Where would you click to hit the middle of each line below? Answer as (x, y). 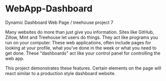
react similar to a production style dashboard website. (61, 73)
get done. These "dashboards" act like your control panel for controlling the (83, 53)
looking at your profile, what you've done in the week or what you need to (81, 48)
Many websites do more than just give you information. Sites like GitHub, (80, 32)
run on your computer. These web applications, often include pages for (78, 42)
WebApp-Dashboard (49, 9)
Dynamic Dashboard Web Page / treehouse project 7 (59, 22)
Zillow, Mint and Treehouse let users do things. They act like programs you (82, 37)
